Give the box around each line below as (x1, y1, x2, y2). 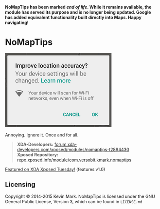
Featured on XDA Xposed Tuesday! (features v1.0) (5, 166, 106, 172)
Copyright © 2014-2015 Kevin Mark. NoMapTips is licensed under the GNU (5, 193, 156, 199)
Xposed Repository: (17, 152, 58, 157)
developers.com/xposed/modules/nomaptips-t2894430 (17, 146, 129, 152)
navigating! (5, 19, 29, 25)
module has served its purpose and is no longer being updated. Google (5, 9, 151, 15)
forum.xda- (54, 141, 77, 147)
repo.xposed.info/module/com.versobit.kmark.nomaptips (17, 157, 132, 163)
